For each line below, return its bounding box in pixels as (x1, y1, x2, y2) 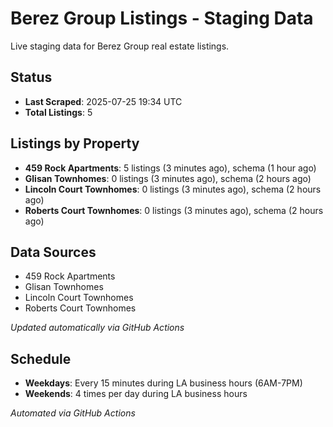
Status (10, 69, 53, 86)
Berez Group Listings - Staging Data (10, 7, 314, 30)
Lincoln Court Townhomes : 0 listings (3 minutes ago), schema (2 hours (24, 183, 322, 195)
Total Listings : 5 (24, 106, 93, 118)
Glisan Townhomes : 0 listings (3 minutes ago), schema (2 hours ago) (24, 172, 312, 184)
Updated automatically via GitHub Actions (10, 322, 185, 334)
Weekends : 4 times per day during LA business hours (24, 388, 248, 400)
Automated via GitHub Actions (10, 407, 136, 419)
